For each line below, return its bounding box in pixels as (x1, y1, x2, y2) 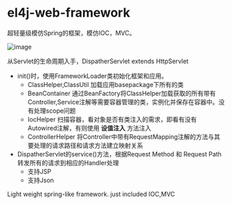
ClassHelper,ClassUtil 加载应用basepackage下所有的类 (27, 80, 184, 88)
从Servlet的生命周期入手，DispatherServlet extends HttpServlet (7, 57, 189, 65)
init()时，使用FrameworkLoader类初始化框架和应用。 (17, 72, 168, 80)
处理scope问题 (33, 106, 76, 115)
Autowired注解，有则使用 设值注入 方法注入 (27, 124, 152, 132)
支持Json (27, 176, 54, 184)
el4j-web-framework (7, 5, 130, 21)
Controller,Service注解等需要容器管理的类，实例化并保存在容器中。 (27, 97, 219, 106)
